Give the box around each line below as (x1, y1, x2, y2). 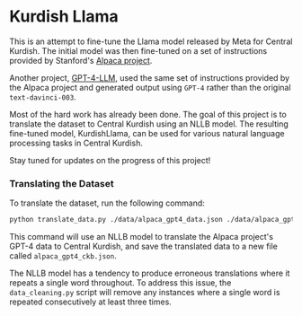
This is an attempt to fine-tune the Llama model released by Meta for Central (9, 36, 293, 47)
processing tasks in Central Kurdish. (9, 137, 144, 148)
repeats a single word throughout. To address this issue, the (9, 277, 232, 288)
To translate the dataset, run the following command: (9, 197, 205, 208)
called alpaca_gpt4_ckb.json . (9, 250, 117, 261)
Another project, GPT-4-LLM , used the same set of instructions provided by (9, 72, 290, 83)
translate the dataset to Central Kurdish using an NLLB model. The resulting (9, 118, 289, 129)
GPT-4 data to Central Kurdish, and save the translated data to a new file (9, 241, 279, 252)
